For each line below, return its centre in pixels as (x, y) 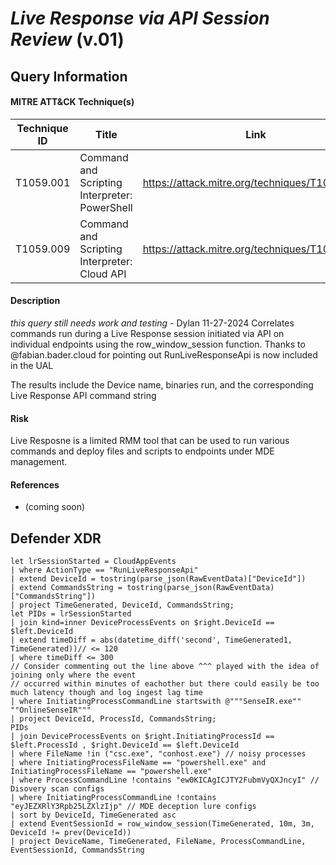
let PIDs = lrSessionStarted (71, 614)
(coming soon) (55, 507)
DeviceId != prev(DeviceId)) (71, 833)
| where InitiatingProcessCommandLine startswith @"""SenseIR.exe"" (156, 702)
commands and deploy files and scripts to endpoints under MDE (142, 451)
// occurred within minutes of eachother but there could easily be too (165, 684)
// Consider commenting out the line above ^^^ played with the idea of (165, 667)
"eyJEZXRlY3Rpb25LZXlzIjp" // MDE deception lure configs (133, 807)
